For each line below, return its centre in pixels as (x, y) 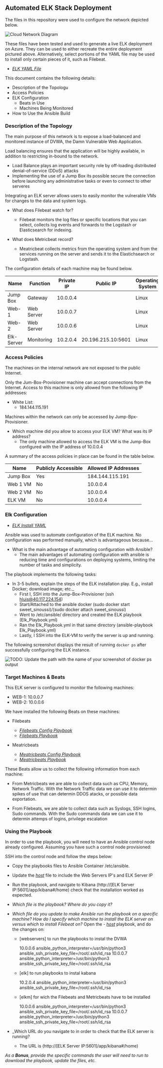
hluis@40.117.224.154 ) (41, 599)
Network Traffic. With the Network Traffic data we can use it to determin (84, 789)
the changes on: (28, 930)
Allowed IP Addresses (113, 468)
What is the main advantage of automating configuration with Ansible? (82, 549)
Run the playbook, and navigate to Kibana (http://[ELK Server (73, 885)
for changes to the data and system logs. (46, 201)
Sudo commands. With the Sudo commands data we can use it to (77, 814)
